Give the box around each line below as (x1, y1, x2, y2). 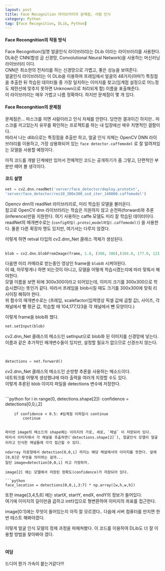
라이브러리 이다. (5, 61, 36, 67)
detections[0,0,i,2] (5, 401, 43, 407)
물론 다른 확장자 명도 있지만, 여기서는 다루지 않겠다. (11, 225, 110, 232)
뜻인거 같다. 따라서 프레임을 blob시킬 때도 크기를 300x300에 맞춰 (26, 285, 152, 291)
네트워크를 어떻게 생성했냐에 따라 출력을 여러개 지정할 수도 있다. (5, 375, 128, 381)
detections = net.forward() (5, 359, 63, 364)
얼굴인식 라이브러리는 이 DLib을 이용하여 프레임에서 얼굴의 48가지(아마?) (5, 73, 145, 79)
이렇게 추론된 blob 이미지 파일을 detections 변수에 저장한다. (5, 381, 121, 387)
